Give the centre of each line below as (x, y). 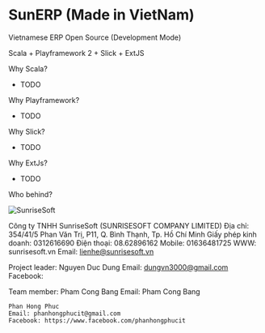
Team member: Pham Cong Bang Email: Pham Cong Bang (104, 291)
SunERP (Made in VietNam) (102, 15)
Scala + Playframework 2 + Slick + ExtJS (76, 53)
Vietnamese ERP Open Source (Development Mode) (95, 37)
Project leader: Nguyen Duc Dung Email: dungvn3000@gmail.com (118, 267)
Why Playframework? (44, 100)
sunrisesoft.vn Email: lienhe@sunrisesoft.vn (81, 251)
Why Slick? (27, 131)
